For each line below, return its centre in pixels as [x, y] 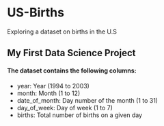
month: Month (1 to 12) [49, 93]
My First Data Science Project [71, 53]
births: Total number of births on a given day [79, 115]
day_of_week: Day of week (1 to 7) [65, 108]
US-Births [36, 13]
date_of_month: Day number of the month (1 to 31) [87, 100]
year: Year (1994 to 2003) [53, 86]
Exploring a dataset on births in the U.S [62, 32]
